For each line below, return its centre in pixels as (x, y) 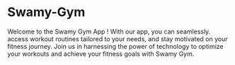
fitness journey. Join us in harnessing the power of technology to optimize (115, 46)
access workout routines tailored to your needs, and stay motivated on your (117, 38)
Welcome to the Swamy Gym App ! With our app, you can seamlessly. (109, 31)
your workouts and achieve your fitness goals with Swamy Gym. (101, 54)
